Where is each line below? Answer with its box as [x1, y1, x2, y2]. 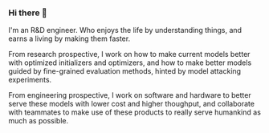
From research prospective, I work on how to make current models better [8, 50, 251, 59]
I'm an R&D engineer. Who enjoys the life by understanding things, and [8, 26, 243, 35]
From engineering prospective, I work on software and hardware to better [8, 91, 251, 100]
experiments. [8, 75, 52, 85]
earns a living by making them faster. [8, 34, 131, 43]
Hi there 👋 [8, 7, 48, 18]
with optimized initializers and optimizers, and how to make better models [8, 58, 252, 67]
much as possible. [8, 116, 69, 126]
